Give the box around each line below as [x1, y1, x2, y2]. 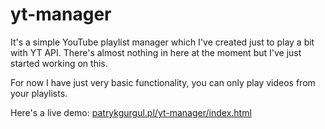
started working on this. [10, 57, 108, 69]
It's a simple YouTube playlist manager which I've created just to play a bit [10, 36, 315, 48]
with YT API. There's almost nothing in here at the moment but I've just [10, 46, 302, 58]
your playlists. [10, 87, 68, 99]
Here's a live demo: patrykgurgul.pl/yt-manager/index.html [10, 106, 252, 118]
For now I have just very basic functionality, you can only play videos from [10, 76, 316, 88]
